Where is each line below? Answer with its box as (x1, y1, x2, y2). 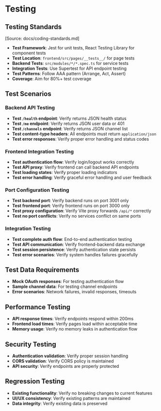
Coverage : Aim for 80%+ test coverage (12, 76, 92, 81)
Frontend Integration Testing (5, 148, 74, 155)
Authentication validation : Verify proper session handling (12, 353, 129, 359)
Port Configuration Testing (5, 187, 69, 193)
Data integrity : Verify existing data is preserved (12, 400, 108, 406)
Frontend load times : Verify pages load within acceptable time (12, 321, 137, 327)
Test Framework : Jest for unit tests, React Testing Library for (12, 45, 135, 50)
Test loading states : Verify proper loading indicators (12, 169, 117, 175)
